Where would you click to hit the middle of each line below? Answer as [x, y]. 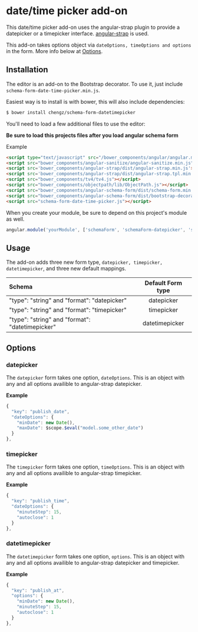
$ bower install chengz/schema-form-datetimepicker [71, 112]
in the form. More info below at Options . [55, 51]
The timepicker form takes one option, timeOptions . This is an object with [95, 467]
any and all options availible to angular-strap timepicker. [74, 473]
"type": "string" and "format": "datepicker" [68, 300]
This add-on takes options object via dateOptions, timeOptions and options [99, 45]
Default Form [164, 283]
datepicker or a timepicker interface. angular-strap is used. [77, 33]
